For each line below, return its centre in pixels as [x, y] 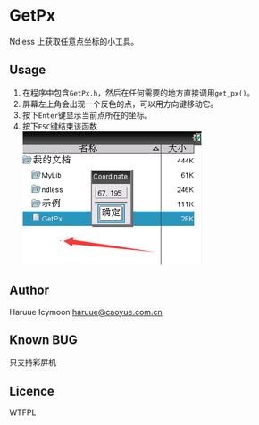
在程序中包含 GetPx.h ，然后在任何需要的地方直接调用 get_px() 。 [138, 92]
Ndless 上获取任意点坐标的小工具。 [74, 41]
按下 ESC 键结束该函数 [60, 126]
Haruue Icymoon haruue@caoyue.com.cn [86, 312]
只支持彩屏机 [33, 362]
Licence [32, 391]
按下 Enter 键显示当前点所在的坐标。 [87, 115]
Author [29, 291]
